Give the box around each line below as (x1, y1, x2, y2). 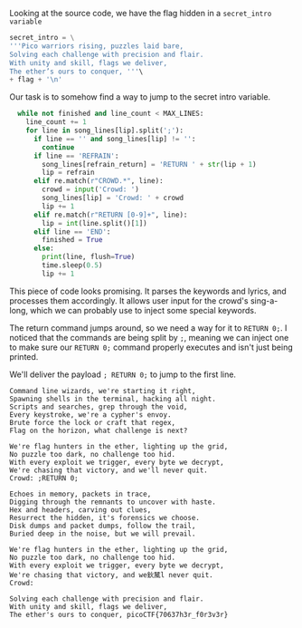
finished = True (42, 236, 103, 245)
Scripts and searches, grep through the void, (9, 402, 188, 411)
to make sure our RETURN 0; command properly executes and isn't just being (9, 342, 294, 353)
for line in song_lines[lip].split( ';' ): (25, 126, 184, 135)
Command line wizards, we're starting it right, (9, 386, 196, 395)
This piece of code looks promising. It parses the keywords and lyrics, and (9, 285, 287, 296)
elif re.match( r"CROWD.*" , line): (33, 177, 165, 186)
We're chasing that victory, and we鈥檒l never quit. (9, 570, 214, 579)
